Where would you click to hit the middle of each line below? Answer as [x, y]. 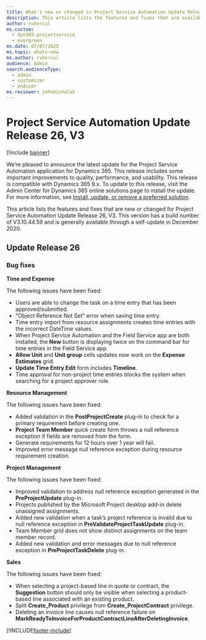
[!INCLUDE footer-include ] [39, 630]
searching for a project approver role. [63, 381]
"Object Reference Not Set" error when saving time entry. [88, 315]
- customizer [29, 80]
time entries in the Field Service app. [62, 348]
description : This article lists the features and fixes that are [93, 18]
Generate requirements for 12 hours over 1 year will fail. [85, 442]
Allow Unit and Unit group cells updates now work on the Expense [100, 354]
